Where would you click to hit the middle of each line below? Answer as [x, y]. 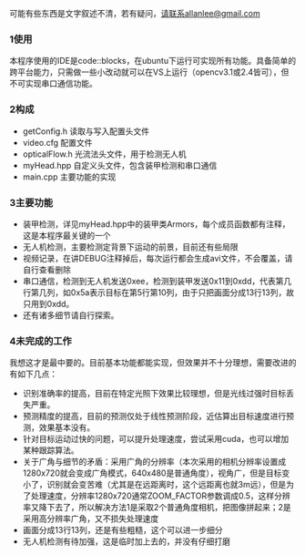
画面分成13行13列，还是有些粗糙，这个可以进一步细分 [122, 530]
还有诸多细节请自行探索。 [71, 315]
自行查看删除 [46, 269]
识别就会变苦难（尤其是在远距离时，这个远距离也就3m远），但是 [167, 485]
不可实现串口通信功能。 [53, 84]
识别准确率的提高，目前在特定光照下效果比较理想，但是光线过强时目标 [154, 394]
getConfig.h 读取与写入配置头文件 [86, 131]
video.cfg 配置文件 [57, 142]
